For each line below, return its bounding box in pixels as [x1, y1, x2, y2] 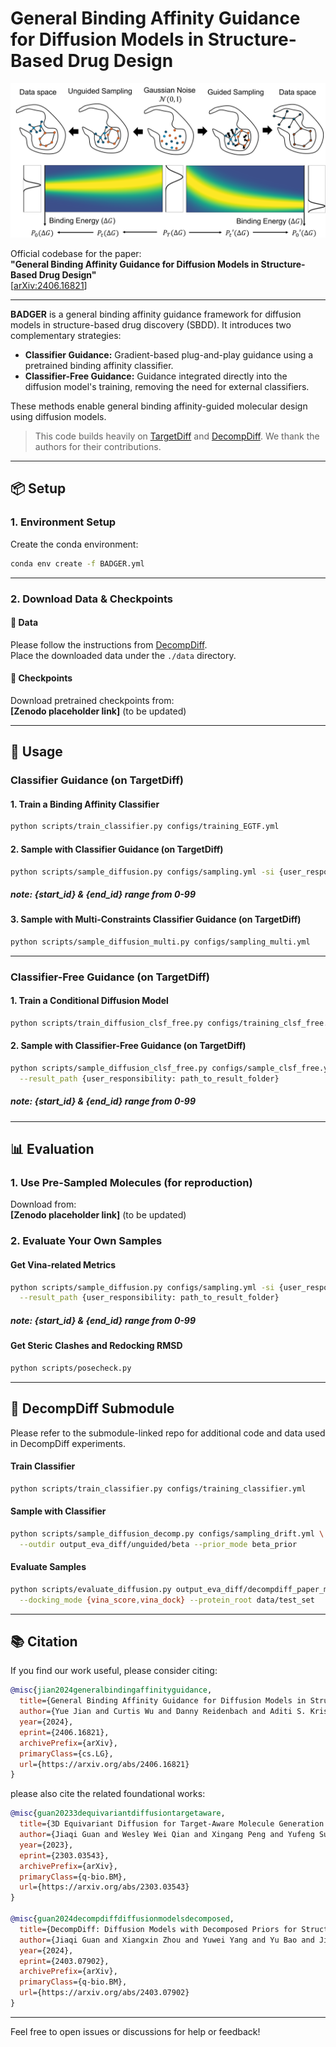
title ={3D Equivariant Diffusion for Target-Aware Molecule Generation [19, 1819, 325, 1829]
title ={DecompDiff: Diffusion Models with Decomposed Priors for [19, 1924, 298, 1934]
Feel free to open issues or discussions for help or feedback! [10, 2025, 261, 2037]
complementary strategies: [10, 330, 122, 342]
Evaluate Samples [10, 1561, 87, 1573]
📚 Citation [10, 1633, 78, 1650]
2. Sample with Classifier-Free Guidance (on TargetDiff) [10, 1040, 247, 1052]
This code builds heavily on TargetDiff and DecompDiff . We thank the [34, 430, 320, 442]
